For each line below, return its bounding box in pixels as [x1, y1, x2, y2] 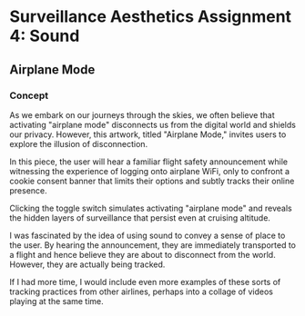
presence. [9, 184, 47, 196]
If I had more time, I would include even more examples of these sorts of [9, 276, 281, 287]
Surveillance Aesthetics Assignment [9, 6, 292, 27]
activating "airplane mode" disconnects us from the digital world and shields [9, 119, 296, 130]
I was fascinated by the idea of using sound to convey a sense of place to [9, 230, 286, 241]
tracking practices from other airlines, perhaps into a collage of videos [9, 286, 274, 297]
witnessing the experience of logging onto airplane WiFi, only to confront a [9, 165, 290, 176]
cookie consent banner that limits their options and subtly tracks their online [9, 175, 295, 186]
